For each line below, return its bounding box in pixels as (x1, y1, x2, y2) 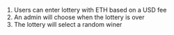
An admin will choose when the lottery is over (13, 13, 145, 21)
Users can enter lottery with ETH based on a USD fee (13, 6, 167, 14)
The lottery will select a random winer (13, 21, 122, 28)
